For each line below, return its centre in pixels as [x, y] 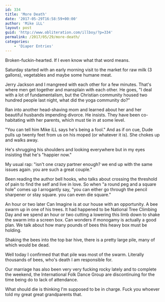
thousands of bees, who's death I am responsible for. [59, 260]
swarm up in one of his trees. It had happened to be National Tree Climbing [81, 209]
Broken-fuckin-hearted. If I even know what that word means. [68, 60]
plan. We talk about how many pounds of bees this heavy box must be [76, 225]
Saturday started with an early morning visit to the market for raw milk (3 [79, 70]
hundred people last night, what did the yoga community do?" [68, 100]
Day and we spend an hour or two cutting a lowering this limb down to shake [82, 215]
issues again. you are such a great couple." [49, 169]
